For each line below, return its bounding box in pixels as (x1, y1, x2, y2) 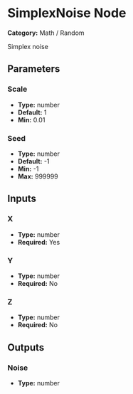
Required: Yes (17, 238, 60, 246)
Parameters (7, 63, 60, 75)
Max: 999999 (17, 172, 58, 181)
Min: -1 (17, 164, 39, 173)
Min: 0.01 (17, 115, 46, 124)
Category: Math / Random (7, 28, 85, 37)
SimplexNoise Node (7, 5, 127, 21)
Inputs (7, 193, 37, 205)
